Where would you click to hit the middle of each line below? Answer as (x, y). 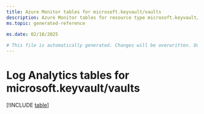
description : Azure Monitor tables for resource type (76, 18)
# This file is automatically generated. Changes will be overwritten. (99, 45)
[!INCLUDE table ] (28, 105)
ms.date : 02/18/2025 (32, 35)
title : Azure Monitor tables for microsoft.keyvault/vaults (84, 12)
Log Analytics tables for (68, 75)
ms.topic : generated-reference (46, 23)
